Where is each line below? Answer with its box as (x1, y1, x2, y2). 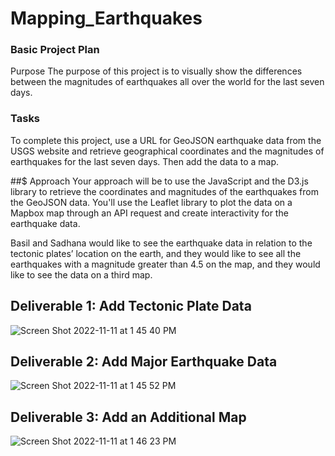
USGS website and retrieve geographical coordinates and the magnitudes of (10, 145, 325, 157)
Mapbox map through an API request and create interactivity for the (10, 207, 289, 219)
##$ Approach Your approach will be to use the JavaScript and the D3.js (10, 175, 309, 187)
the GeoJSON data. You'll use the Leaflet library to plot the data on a (10, 196, 293, 208)
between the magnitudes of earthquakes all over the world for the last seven (10, 76, 325, 88)
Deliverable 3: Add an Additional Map (10, 408, 247, 426)
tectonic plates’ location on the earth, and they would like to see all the (10, 247, 302, 259)
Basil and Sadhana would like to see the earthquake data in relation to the (10, 237, 313, 249)
